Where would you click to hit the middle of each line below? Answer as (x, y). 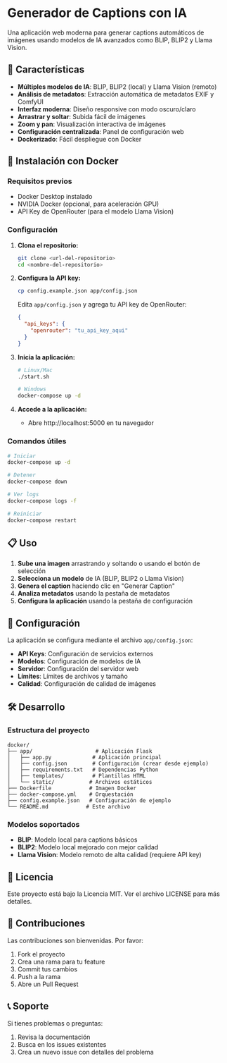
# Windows (32, 389)
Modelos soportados (44, 824)
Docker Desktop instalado (55, 197)
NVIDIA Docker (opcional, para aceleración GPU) (88, 204)
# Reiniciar (25, 514)
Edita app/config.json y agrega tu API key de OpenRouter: (102, 305)
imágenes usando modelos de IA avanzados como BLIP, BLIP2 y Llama (110, 39)
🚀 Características (46, 69)
